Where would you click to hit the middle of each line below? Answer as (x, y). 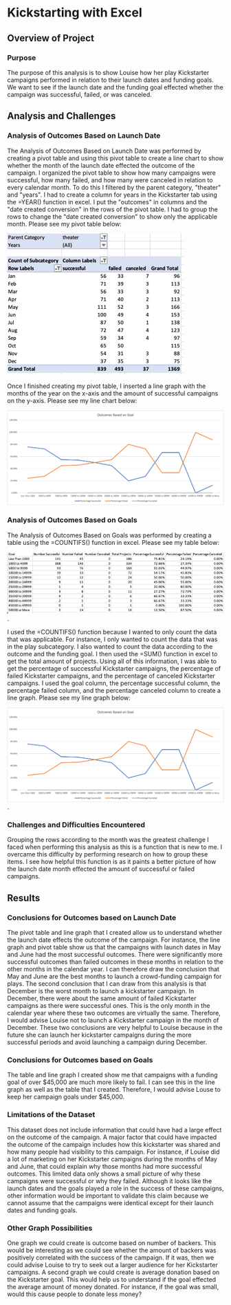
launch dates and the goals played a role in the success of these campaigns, (115, 1188)
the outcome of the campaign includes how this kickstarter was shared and (114, 1144)
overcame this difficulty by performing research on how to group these (108, 854)
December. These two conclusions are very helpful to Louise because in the (115, 1028)
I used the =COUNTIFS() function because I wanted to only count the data (112, 632)
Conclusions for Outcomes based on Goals (80, 1059)
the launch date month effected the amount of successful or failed (101, 869)
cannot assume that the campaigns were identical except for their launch (111, 1202)
